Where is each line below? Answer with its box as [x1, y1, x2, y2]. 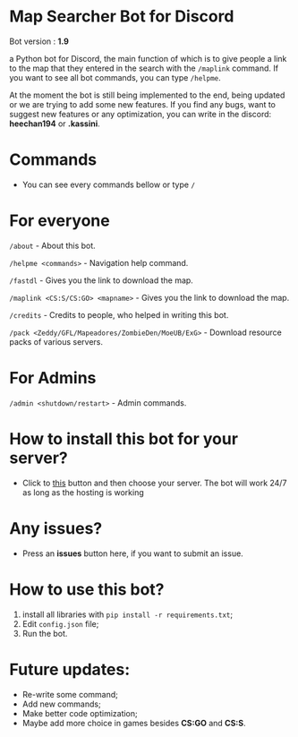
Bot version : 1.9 [9, 36, 70, 47]
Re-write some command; [21, 689, 118, 699]
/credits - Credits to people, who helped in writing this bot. [9, 309, 229, 320]
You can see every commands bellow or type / [21, 179, 195, 190]
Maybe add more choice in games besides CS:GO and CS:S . [21, 717, 246, 728]
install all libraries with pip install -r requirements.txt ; [21, 609, 234, 620]
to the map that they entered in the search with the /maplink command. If [9, 63, 279, 73]
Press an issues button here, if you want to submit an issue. [21, 548, 243, 559]
